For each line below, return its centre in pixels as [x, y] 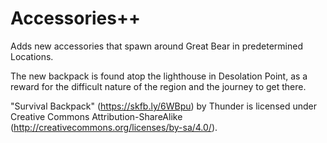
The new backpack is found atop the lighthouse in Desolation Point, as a [159, 76]
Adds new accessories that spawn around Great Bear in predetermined [156, 46]
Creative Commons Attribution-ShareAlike [96, 116]
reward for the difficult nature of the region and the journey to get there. [158, 86]
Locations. [32, 56]
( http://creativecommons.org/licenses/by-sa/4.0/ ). [114, 127]
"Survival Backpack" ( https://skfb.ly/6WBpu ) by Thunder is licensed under [164, 106]
